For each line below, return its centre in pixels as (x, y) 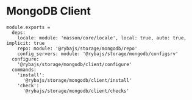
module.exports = (28, 27)
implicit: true (26, 43)
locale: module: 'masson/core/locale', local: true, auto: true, (102, 38)
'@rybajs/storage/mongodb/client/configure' (75, 64)
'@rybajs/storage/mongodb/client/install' (77, 80)
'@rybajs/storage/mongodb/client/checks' (76, 91)
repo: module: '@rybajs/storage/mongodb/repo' (77, 48)
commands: (24, 70)
